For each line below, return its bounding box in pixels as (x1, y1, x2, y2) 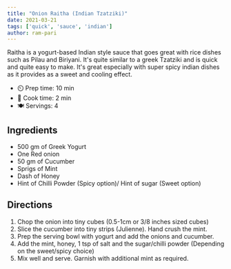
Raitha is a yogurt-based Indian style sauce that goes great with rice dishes (7, 48, 222, 57)
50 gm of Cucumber (17, 157, 75, 166)
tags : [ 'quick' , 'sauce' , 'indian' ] (7, 23, 112, 30)
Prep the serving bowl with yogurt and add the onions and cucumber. (17, 232, 214, 240)
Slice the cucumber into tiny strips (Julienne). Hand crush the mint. (17, 225, 208, 233)
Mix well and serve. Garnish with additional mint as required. (17, 254, 189, 262)
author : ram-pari (7, 29, 57, 37)
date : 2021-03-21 (7, 17, 57, 23)
